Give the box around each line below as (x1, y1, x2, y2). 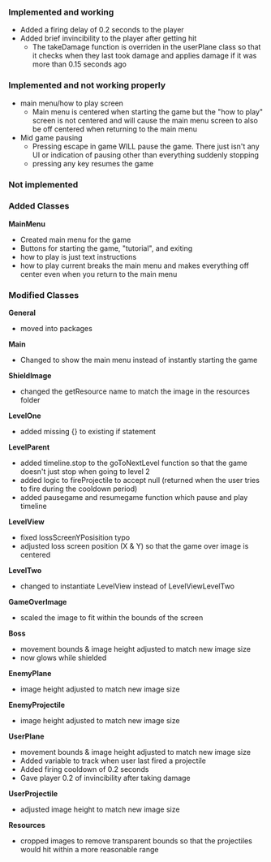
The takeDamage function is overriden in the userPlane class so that (32, 42, 261, 52)
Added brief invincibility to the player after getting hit (19, 33, 197, 43)
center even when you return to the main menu (19, 269, 178, 278)
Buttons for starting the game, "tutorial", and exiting (19, 243, 193, 253)
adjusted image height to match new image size (19, 804, 180, 814)
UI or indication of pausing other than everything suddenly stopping (32, 149, 260, 160)
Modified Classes (8, 289, 80, 300)
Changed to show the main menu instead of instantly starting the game (19, 356, 258, 365)
